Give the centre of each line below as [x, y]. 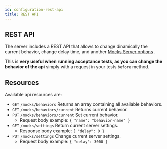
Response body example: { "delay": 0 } [62, 131]
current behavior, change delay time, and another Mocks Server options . [80, 52]
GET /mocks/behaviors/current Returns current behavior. [70, 110]
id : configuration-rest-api [34, 10]
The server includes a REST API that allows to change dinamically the [77, 47]
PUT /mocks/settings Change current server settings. [67, 136]
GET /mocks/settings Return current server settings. [65, 126]
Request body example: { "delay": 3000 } [64, 141]
